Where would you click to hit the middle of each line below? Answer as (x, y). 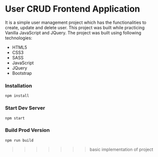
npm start (15, 118)
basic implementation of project (122, 149)
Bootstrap (22, 73)
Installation (19, 86)
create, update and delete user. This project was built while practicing (75, 27)
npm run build (19, 140)
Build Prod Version (27, 130)
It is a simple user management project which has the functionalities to (76, 22)
